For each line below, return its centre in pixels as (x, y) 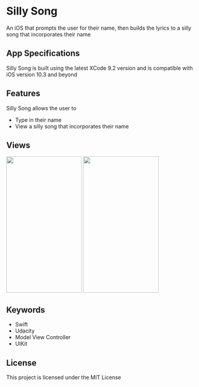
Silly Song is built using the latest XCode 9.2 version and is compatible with (99, 68)
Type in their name (38, 120)
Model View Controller (43, 337)
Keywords (26, 310)
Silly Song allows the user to (41, 108)
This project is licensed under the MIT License (64, 377)
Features (23, 94)
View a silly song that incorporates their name (72, 126)
